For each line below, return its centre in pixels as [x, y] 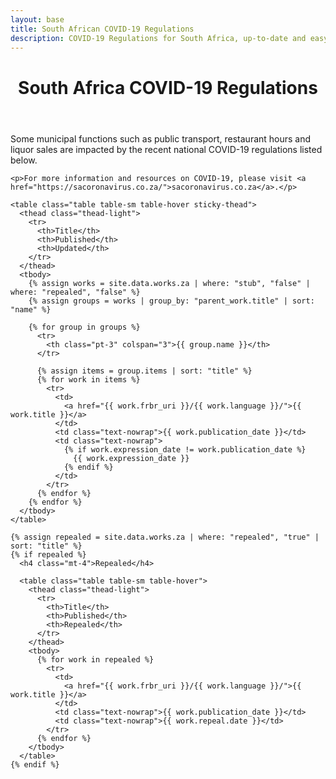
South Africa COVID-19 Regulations [168, 87]
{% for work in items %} [88, 379]
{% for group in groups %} [84, 327]
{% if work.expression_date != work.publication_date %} [185, 449]
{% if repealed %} [48, 554]
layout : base [37, 19]
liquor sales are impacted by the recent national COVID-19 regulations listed [166, 149]
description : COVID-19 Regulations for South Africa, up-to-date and [158, 38]
